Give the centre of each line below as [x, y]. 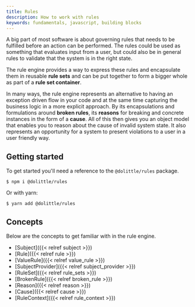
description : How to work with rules [53, 17]
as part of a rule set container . [44, 82]
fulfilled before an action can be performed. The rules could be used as [93, 46]
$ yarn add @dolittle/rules [41, 204]
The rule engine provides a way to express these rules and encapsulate [93, 70]
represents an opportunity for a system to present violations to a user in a [96, 132]
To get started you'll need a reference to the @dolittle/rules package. [92, 171]
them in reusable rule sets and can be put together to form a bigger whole [97, 76]
